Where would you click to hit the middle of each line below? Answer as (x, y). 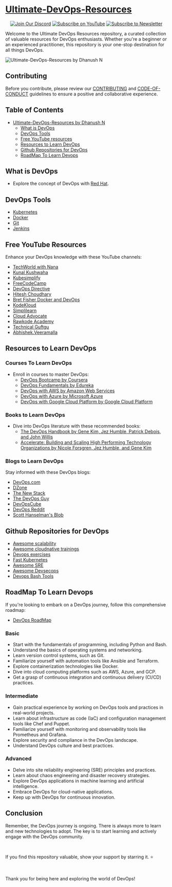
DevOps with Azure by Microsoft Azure (62, 396)
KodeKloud (24, 305)
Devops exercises (32, 554)
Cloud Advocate (30, 316)
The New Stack (29, 493)
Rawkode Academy (33, 321)
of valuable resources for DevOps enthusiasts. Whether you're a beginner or (86, 39)
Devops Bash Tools (33, 576)
